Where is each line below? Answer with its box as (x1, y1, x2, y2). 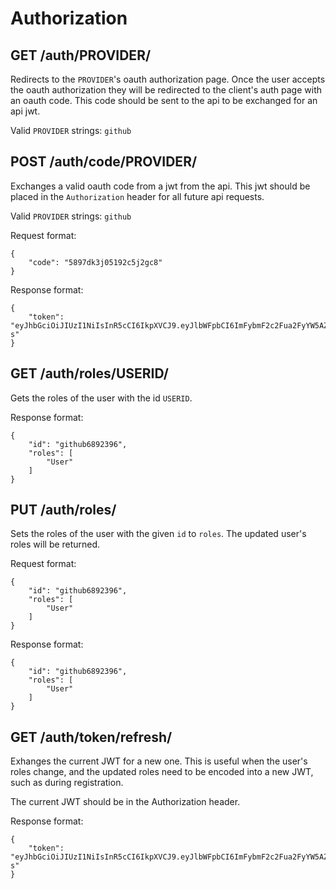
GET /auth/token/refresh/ (10, 728, 173, 746)
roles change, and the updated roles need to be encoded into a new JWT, (10, 766, 314, 778)
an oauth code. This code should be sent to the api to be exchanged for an (10, 95, 318, 106)
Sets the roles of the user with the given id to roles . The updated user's (10, 528, 307, 540)
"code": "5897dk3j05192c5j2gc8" (28, 257, 163, 267)
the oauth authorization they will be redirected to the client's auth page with (10, 84, 322, 96)
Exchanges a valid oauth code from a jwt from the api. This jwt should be (10, 180, 311, 192)
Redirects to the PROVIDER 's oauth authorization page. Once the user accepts (10, 73, 326, 85)
